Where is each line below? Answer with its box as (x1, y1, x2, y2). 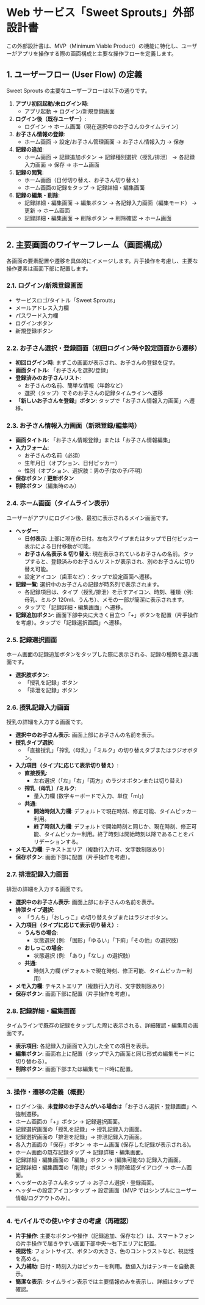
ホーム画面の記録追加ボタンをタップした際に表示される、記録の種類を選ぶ (6, 651, 193, 658)
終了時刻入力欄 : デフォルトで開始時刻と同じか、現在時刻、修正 (33, 823, 192, 830)
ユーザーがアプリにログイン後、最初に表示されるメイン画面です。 (6, 514, 172, 521)
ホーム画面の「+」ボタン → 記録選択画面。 (15, 1118, 123, 1125)
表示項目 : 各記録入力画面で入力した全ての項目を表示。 (15, 1042, 153, 1050)
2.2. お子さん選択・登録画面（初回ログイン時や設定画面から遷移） (6, 343, 201, 352)
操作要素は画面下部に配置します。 (6, 265, 92, 272)
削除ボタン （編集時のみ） (15, 482, 80, 489)
